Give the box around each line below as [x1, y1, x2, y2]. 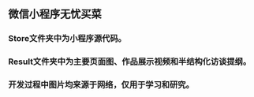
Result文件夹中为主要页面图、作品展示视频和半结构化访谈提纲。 [8, 56, 252, 67]
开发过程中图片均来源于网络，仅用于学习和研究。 [8, 80, 195, 91]
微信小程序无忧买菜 [8, 7, 102, 21]
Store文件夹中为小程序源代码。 [8, 33, 126, 44]
